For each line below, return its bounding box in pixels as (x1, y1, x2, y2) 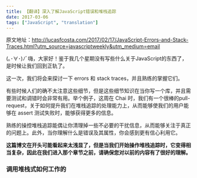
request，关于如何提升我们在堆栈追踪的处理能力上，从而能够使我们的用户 (6, 102, 184, 109)
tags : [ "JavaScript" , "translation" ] (6, 19, 98, 25)
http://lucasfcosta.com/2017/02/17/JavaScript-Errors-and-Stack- (32, 36, 189, 43)
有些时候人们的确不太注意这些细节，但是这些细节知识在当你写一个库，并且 (6, 88, 186, 95)
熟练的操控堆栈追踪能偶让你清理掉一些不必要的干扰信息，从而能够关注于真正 (6, 122, 191, 129)
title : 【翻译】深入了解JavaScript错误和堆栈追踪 (6, 8, 117, 15)
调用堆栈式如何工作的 (6, 165, 66, 173)
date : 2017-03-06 (6, 14, 49, 20)
